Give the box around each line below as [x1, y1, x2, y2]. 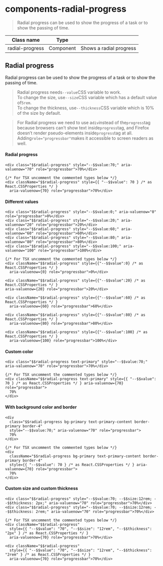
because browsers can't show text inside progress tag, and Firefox [17, 125, 149, 130]
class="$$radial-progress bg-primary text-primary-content [9, 419, 133, 424]
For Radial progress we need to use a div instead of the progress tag [17, 119, 151, 126]
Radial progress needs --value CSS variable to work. [17, 89, 121, 95]
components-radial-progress [5, 3, 126, 15]
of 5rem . [17, 100, 32, 105]
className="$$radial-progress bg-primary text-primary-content [9, 454, 141, 459]
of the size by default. [17, 110, 61, 116]
